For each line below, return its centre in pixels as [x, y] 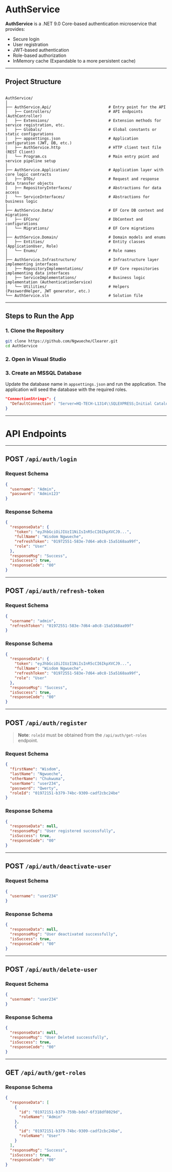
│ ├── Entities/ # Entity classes [75, 242]
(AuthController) [24, 116]
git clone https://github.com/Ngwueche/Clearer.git [61, 341]
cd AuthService [21, 346]
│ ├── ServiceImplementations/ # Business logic [75, 277]
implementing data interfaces [38, 273]
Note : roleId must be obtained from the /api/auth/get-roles [82, 735]
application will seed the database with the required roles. [66, 390]
